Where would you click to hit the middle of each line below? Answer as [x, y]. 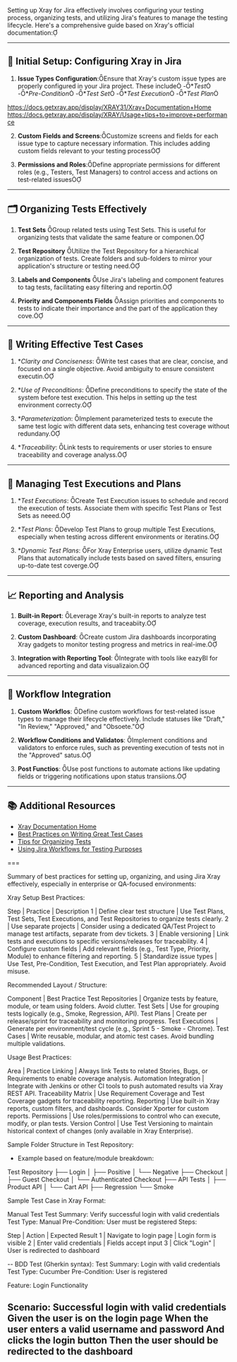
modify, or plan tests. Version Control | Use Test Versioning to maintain [110, 1123]
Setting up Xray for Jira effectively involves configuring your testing [106, 10]
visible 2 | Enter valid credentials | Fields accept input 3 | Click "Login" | [111, 1243]
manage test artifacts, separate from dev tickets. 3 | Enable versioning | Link [118, 934]
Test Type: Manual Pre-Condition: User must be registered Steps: [102, 1222]
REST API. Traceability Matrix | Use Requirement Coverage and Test [106, 1093]
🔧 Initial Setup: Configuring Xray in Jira [95, 62]
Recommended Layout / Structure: [57, 984]
